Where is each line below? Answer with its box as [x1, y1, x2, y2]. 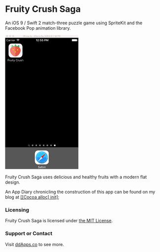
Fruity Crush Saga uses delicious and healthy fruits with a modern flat [5, 174, 147, 180]
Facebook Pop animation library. [5, 25, 71, 31]
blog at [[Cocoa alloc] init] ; [5, 194, 60, 200]
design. [5, 179, 21, 185]
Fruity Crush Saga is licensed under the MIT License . [5, 218, 113, 224]
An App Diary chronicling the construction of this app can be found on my [5, 189, 156, 195]
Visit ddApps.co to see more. [5, 241, 64, 247]
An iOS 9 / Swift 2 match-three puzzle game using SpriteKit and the [5, 20, 143, 26]
